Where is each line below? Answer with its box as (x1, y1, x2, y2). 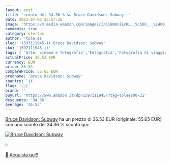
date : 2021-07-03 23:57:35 (5, 17, 63, 22)
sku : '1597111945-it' (5, 45, 51, 50)
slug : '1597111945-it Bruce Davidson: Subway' (5, 41, 106, 46)
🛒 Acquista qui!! (5, 152, 39, 158)
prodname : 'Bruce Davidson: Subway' (5, 74, 83, 79)
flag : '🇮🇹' (5, 83, 31, 88)
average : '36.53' (5, 102, 42, 107)
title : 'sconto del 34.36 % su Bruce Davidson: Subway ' (5, 12, 131, 17)
